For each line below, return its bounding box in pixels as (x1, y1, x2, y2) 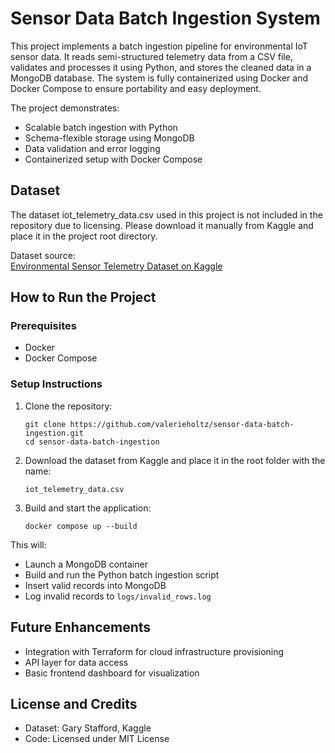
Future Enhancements (10, 619, 152, 636)
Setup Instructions (10, 377, 103, 391)
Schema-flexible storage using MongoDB (24, 132, 195, 144)
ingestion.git (24, 428, 84, 438)
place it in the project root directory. (10, 230, 158, 242)
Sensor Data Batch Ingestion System (10, 7, 321, 30)
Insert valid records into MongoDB (24, 579, 167, 591)
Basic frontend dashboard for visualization (24, 667, 200, 679)
